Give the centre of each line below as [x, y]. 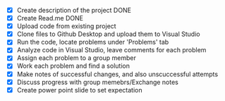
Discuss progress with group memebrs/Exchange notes [98, 82]
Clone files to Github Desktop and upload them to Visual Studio [108, 34]
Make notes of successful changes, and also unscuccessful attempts [117, 74]
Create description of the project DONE [74, 10]
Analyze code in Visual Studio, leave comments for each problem [111, 50]
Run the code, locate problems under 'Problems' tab [93, 42]
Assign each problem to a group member [77, 58]
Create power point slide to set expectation [79, 90]
